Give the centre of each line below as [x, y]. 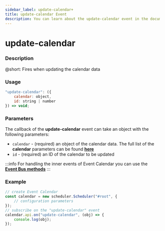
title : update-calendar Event [36, 14]
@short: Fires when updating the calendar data [53, 69]
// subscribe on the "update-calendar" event [52, 210]
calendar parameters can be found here [53, 149]
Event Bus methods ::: [28, 169]
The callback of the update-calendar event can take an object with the [77, 129]
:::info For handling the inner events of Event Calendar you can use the [76, 164]
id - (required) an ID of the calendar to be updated [63, 154]
